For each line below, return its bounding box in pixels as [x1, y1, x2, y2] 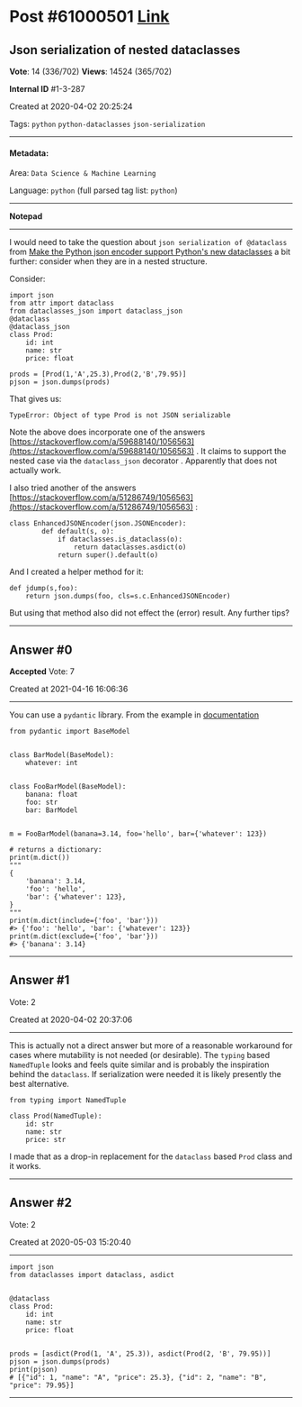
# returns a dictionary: [9, 845, 102, 854]
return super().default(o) [57, 551, 159, 560]
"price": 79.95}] [9, 1381, 75, 1390]
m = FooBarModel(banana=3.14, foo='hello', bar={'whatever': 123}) [9, 829, 268, 839]
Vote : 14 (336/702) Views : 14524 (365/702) [9, 66, 173, 77]
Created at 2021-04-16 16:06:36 [9, 683, 129, 695]
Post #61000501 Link [9, 6, 170, 27]
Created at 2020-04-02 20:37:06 [9, 1014, 133, 1025]
